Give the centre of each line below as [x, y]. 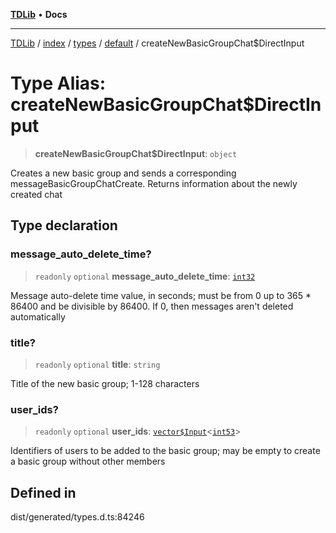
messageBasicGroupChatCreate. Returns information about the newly [154, 183]
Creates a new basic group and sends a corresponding [123, 173]
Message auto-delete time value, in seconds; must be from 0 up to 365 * [161, 295]
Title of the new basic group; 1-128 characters [105, 383]
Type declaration [64, 225]
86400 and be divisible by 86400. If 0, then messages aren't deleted [152, 306]
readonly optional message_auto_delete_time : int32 [145, 276]
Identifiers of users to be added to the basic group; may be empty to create [165, 451]
